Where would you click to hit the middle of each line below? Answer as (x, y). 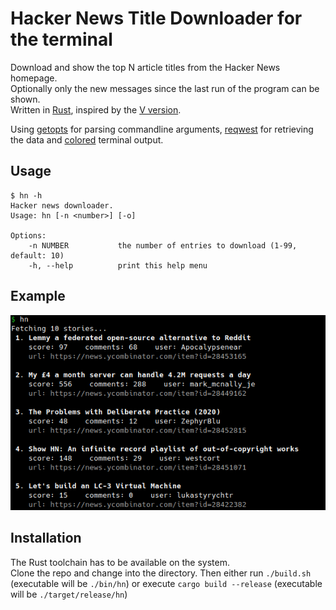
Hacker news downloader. (62, 205)
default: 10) (37, 255)
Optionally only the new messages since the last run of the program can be (165, 88)
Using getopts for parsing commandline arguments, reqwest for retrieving (162, 129)
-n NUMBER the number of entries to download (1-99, (163, 245)
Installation (46, 538)
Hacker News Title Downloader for (156, 18)
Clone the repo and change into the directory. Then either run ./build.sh (161, 573)
